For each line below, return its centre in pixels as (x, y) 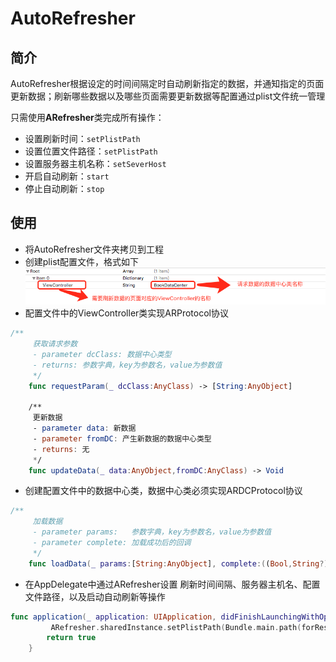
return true (71, 638)
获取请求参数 (55, 344)
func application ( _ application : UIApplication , (113, 617)
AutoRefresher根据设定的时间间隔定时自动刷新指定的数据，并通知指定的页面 (167, 83)
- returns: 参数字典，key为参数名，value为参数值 (127, 365)
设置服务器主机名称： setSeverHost (95, 163)
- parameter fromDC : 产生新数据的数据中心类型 (122, 438)
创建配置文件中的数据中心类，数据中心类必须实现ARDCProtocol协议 (163, 491)
